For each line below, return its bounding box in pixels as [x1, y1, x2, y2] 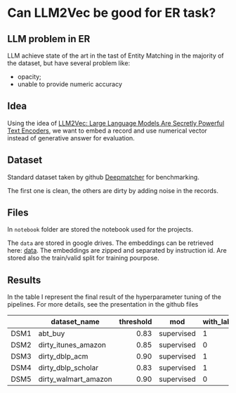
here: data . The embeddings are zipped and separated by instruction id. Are [7, 246, 227, 255]
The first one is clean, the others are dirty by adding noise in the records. [7, 186, 219, 194]
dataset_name [51, 317, 100, 327]
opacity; [17, 72, 42, 81]
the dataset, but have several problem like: [7, 59, 131, 67]
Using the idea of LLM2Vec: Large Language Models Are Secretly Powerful [7, 119, 225, 127]
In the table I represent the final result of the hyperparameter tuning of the [7, 293, 221, 301]
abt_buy [38, 328, 65, 338]
